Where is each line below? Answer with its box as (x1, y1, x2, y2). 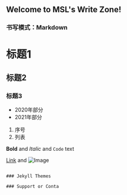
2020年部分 (14, 106, 44, 114)
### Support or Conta (6, 184, 59, 190)
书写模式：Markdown (6, 24, 68, 32)
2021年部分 (14, 114, 42, 121)
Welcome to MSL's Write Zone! (6, 5, 122, 15)
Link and (6, 157, 27, 164)
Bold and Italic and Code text (6, 146, 75, 153)
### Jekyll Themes (6, 173, 51, 179)
